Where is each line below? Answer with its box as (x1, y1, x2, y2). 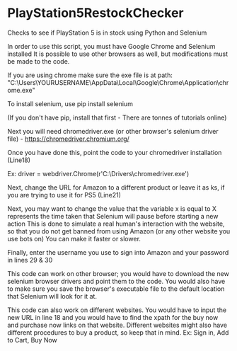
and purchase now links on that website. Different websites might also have (7, 321, 228, 329)
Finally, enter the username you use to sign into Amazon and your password (7, 248, 229, 256)
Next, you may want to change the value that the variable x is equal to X (7, 204, 217, 213)
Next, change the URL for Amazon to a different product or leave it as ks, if (7, 183, 225, 192)
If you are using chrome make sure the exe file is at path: (7, 71, 173, 79)
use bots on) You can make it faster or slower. (7, 234, 141, 243)
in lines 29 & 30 (7, 255, 53, 264)
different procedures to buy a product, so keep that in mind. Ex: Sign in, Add (7, 328, 229, 337)
